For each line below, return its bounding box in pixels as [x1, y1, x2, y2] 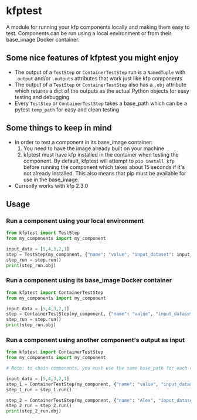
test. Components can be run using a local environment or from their [6, 29, 172, 36]
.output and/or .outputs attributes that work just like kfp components [14, 74, 183, 82]
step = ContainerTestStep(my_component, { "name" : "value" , [6, 311, 154, 317]
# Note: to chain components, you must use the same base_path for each [6, 365, 188, 371]
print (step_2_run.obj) [6, 408, 62, 414]
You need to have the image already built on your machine [23, 145, 164, 152]
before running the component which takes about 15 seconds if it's [23, 163, 185, 171]
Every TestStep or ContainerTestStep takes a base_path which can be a [14, 100, 188, 107]
